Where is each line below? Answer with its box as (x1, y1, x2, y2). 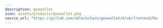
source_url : (5, 16, 29, 20)
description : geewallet (5, 7, 53, 12)
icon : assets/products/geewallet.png (5, 11, 81, 16)
